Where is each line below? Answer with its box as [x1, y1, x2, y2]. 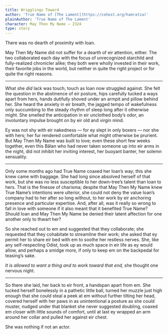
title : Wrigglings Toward [5, 7, 59, 13]
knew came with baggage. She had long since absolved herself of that [5, 174, 150, 180]
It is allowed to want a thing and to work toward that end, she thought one [5, 262, 158, 269]
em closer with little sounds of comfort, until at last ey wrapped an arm [5, 309, 151, 315]
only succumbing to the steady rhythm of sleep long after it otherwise [5, 106, 149, 113]
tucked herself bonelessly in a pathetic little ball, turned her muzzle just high [5, 287, 162, 294]
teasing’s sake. [5, 253, 36, 259]
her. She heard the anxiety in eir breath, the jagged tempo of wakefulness [5, 101, 157, 107]
